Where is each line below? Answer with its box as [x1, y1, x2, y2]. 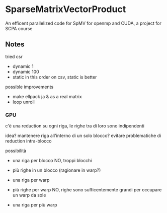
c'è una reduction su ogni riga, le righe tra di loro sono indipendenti [5, 123, 145, 129]
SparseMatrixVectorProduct [5, 4, 126, 15]
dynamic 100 [12, 68, 39, 75]
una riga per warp [12, 177, 50, 183]
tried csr [5, 53, 23, 59]
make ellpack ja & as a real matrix [12, 93, 82, 99]
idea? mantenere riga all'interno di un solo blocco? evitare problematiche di [5, 132, 161, 139]
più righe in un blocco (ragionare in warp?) [12, 167, 101, 173]
